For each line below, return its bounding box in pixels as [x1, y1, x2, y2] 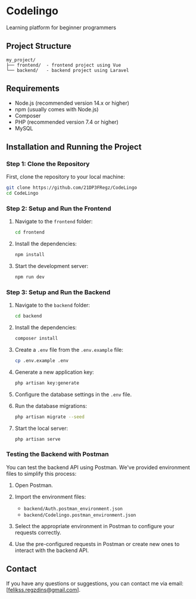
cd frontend [14, 229, 45, 236]
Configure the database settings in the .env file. [14, 391, 132, 398]
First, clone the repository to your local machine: [6, 173, 125, 180]
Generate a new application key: [14, 368, 94, 376]
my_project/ [6, 57, 36, 63]
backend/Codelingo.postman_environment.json [23, 512, 136, 518]
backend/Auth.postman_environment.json [23, 506, 123, 511]
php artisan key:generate [14, 380, 79, 386]
